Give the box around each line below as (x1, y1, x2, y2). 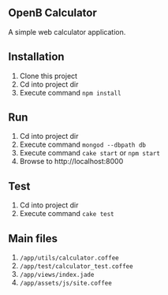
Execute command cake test (19, 209, 114, 218)
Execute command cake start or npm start (19, 148, 160, 158)
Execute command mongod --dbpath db (19, 140, 146, 149)
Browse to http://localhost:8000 (19, 157, 124, 166)
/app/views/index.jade (19, 271, 95, 279)
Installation (8, 50, 65, 64)
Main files (8, 232, 58, 245)
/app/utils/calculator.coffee (19, 254, 120, 263)
